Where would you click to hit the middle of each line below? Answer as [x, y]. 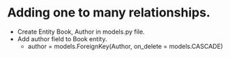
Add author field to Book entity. [62, 38]
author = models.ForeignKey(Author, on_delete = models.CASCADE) [125, 46]
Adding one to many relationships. [109, 13]
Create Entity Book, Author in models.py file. [81, 32]
